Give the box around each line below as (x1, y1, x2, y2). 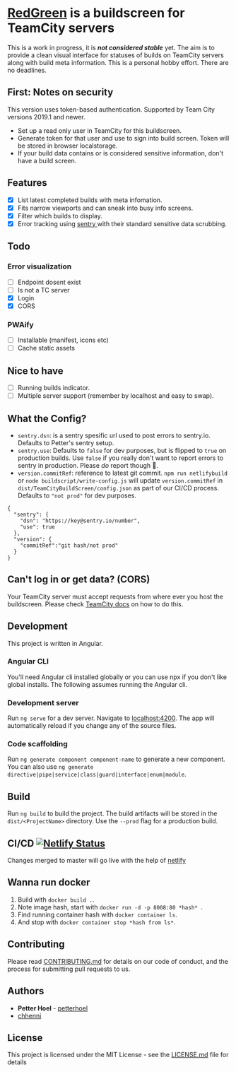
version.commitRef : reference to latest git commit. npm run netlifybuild (17, 469, 228, 477)
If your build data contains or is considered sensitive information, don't (17, 148, 224, 157)
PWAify (7, 319, 34, 329)
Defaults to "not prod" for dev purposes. (17, 491, 136, 500)
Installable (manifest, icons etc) (17, 336, 110, 344)
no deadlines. (7, 66, 47, 74)
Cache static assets (17, 344, 76, 353)
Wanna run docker (7, 876, 90, 888)
